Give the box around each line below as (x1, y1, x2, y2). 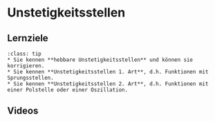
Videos (7, 105, 39, 117)
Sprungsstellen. (7, 74, 54, 81)
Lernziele (7, 32, 48, 44)
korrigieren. (7, 63, 45, 69)
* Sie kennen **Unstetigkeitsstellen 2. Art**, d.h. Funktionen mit (7, 80, 209, 87)
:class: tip (7, 50, 41, 57)
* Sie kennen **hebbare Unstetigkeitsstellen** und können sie (7, 56, 194, 63)
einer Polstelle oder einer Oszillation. (7, 87, 129, 93)
